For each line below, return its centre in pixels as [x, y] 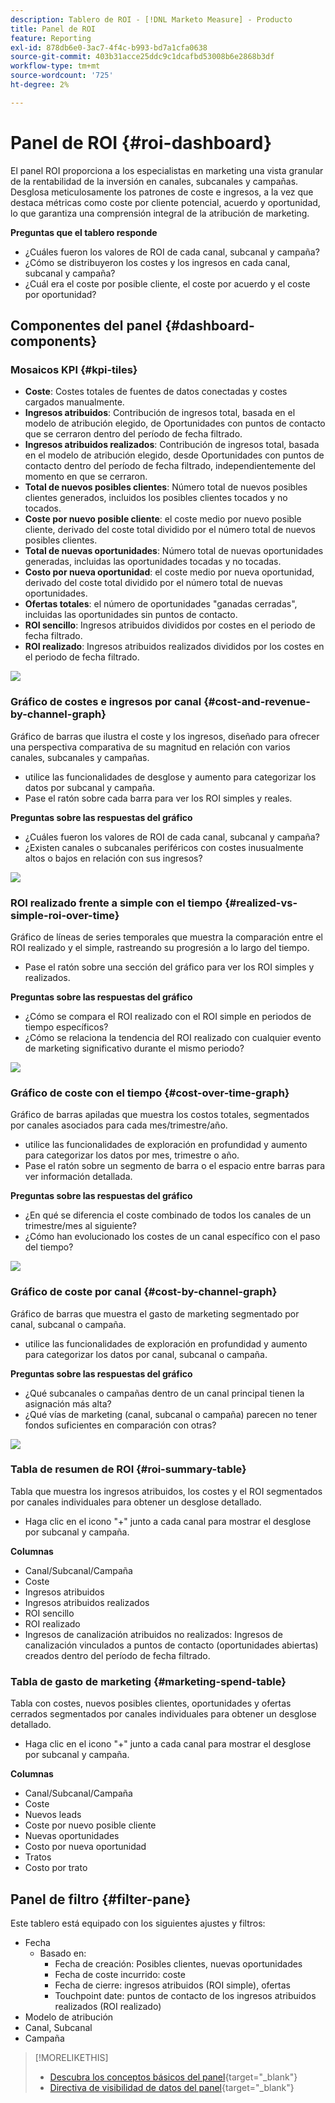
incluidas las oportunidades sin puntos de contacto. [131, 615]
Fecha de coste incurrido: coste [120, 1974]
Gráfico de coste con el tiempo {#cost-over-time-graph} [150, 1093]
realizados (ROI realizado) [108, 2006]
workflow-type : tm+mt [55, 66]
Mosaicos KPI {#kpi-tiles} [74, 369]
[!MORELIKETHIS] [71, 2057]
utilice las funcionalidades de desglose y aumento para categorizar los [170, 777]
